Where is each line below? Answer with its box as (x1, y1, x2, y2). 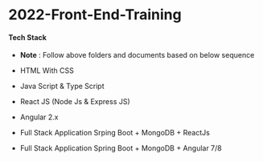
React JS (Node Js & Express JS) (19, 97, 130, 107)
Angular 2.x (19, 112, 59, 122)
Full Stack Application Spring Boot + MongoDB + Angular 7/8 (19, 143, 223, 153)
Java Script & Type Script (19, 82, 105, 91)
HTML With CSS (19, 66, 74, 75)
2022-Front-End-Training (8, 6, 183, 24)
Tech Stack (8, 32, 47, 42)
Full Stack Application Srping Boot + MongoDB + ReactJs (19, 128, 211, 138)
